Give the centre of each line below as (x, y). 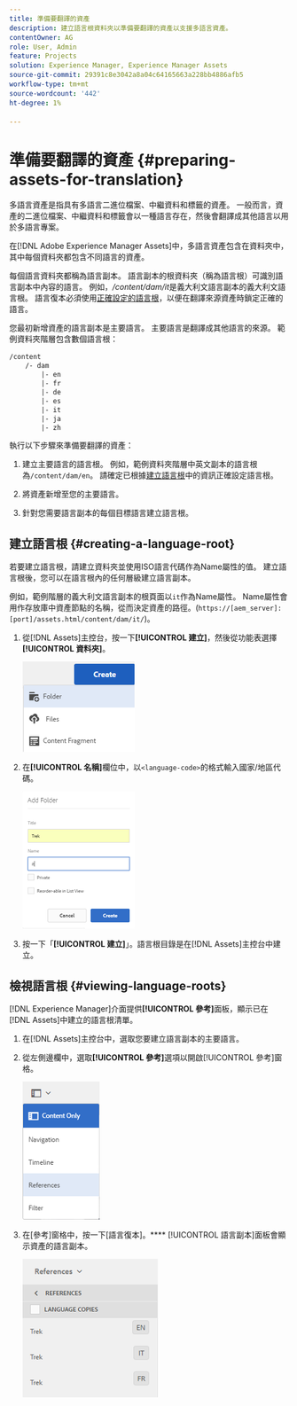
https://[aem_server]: (240, 609)
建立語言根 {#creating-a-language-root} (122, 544)
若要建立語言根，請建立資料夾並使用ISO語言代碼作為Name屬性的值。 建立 (144, 566)
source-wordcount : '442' (55, 93)
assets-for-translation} (97, 180)
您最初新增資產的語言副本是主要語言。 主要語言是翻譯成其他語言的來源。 (142, 328)
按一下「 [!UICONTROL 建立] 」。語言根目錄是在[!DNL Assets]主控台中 (147, 944)
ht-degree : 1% (35, 103)
